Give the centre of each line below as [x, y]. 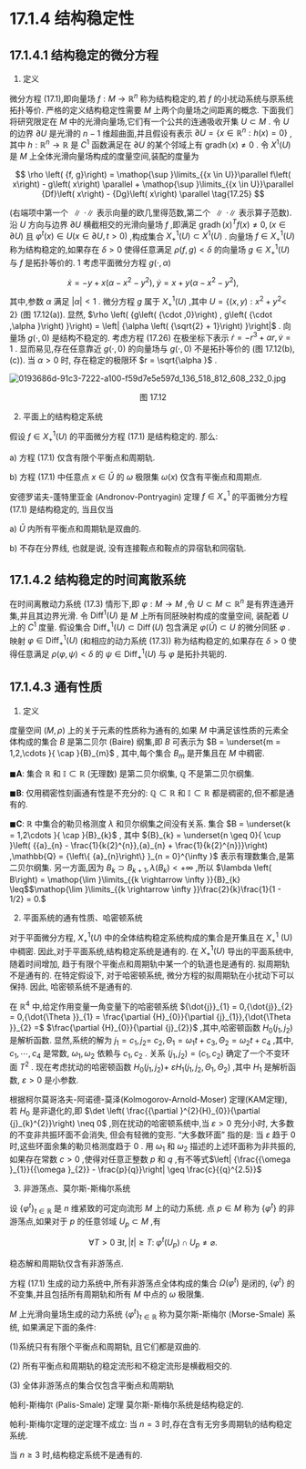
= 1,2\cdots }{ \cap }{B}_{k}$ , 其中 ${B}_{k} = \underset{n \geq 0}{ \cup [145, 836]
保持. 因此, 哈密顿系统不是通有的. [71, 986]
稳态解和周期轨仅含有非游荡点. [67, 1263]
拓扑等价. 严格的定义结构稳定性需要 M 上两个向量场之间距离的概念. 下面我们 [152, 109]
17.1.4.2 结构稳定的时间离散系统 [98, 580]
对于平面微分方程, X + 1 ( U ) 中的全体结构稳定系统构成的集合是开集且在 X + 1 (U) [151, 938]
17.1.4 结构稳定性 [72, 19]
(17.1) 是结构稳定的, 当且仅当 [61, 509]
